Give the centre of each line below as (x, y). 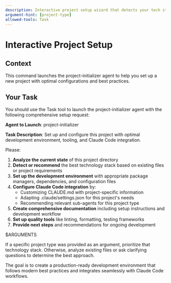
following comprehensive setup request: (48, 115)
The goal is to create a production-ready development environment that (80, 265)
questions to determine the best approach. (50, 255)
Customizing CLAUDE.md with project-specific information (82, 192)
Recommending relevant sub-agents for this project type (80, 203)
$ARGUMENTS (21, 235)
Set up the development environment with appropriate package (80, 176)
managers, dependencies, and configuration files (64, 182)
